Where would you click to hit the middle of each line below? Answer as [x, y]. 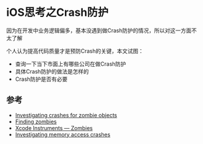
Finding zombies [36, 122]
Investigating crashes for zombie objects [66, 115]
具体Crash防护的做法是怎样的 [52, 71]
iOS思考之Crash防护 [57, 12]
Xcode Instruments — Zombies [54, 128]
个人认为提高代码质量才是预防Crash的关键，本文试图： [75, 51]
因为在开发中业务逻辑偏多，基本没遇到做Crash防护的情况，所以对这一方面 [99, 30]
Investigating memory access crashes [63, 134]
